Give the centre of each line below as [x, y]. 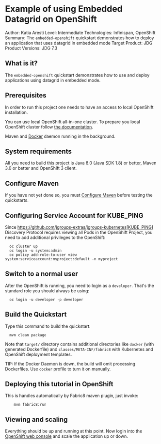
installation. [16, 112]
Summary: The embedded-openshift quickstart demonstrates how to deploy [80, 38]
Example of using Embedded [64, 9]
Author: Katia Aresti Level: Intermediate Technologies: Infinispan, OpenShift [80, 32]
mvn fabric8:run [30, 405]
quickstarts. [17, 200]
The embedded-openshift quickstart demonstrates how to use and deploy [77, 75]
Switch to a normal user [42, 274]
